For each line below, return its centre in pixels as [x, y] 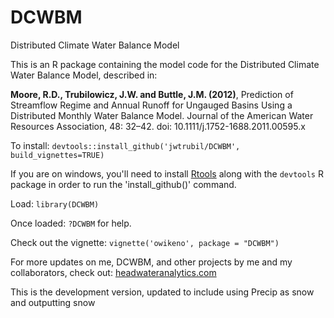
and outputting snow [53, 302]
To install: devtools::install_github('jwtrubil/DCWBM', [125, 145]
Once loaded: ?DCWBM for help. [71, 223]
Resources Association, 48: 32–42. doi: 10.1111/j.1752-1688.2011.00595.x [158, 126]
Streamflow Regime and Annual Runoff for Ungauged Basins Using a [151, 105]
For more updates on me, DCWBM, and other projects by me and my [151, 262]
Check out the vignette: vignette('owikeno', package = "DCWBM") [145, 242]
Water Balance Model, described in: [84, 75]
